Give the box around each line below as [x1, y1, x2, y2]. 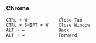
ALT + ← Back [6, 27, 69, 33]
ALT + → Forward [6, 33, 77, 38]
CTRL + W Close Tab [6, 17, 83, 23]
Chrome [6, 4, 30, 12]
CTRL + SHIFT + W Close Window [6, 22, 91, 28]
